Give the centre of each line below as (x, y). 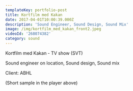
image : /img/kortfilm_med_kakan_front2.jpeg (53, 29)
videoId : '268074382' (28, 34)
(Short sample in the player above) (42, 83)
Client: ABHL (19, 73)
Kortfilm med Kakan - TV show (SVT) (44, 53)
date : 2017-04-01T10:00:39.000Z (39, 19)
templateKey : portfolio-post (36, 10)
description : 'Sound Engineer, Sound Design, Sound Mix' (67, 24)
